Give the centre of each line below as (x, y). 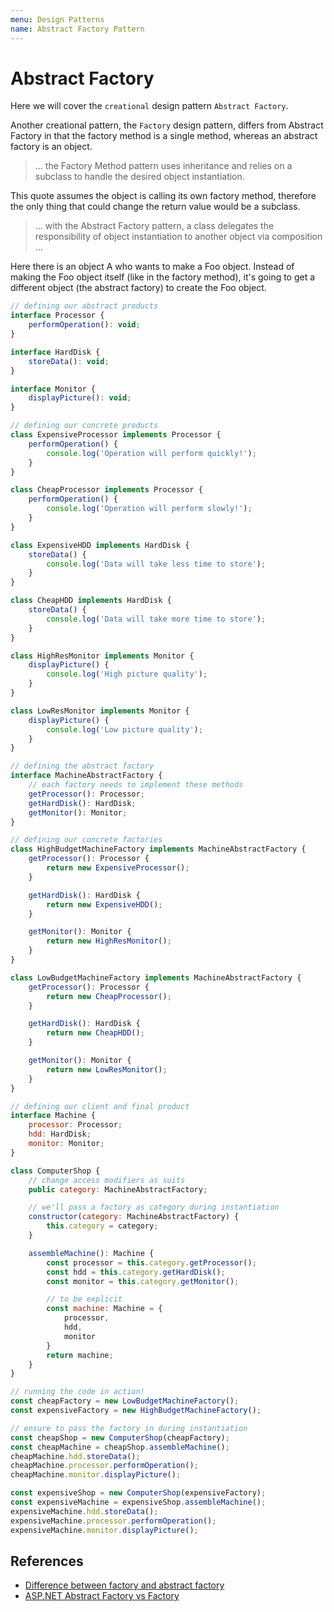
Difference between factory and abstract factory (124, 1585)
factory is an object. (51, 147)
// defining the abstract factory (82, 766)
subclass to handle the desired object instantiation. (139, 177)
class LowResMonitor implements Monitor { (100, 711)
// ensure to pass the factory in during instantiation (129, 1428)
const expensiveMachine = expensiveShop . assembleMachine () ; (138, 1502)
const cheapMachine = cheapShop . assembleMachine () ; (120, 1447)
